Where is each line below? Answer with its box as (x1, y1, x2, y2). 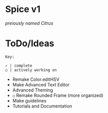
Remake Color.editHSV (12, 76, 59, 82)
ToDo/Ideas (5, 38, 54, 49)
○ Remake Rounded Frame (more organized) (12, 92, 103, 98)
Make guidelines (12, 97, 46, 103)
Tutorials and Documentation (12, 103, 72, 109)
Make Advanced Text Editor (12, 81, 70, 87)
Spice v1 (5, 4, 41, 15)
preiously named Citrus (5, 20, 53, 26)
